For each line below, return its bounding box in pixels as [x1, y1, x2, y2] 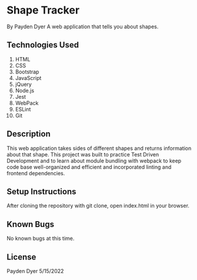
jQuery [15, 81, 32, 88]
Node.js [15, 86, 35, 94]
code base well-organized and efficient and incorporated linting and [6, 163, 172, 171]
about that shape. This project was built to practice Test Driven [6, 151, 159, 158]
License [6, 252, 36, 262]
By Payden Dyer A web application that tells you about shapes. [6, 23, 159, 30]
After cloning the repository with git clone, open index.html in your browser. [6, 202, 190, 209]
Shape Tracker [6, 4, 80, 17]
